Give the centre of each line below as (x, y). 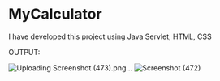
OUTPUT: (24, 52)
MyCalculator (56, 14)
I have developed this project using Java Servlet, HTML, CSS (110, 36)
